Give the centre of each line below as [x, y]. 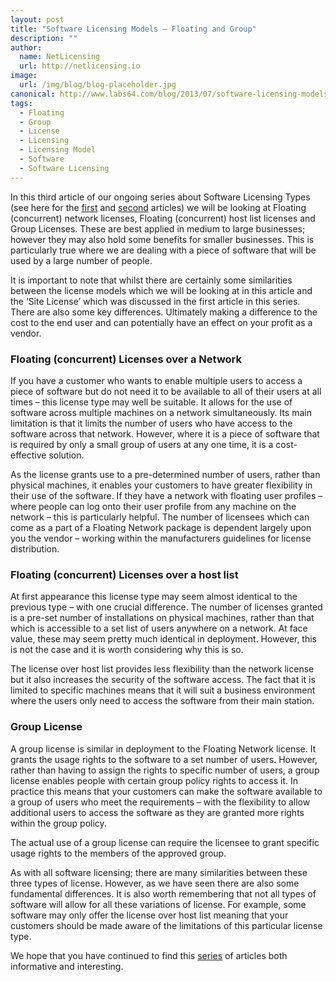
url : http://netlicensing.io [80, 66]
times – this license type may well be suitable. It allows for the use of [151, 402]
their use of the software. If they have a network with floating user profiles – [166, 495]
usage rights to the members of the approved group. [118, 853]
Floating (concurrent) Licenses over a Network [126, 359]
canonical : [33, 94]
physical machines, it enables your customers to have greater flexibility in [161, 485]
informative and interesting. [67, 966]
